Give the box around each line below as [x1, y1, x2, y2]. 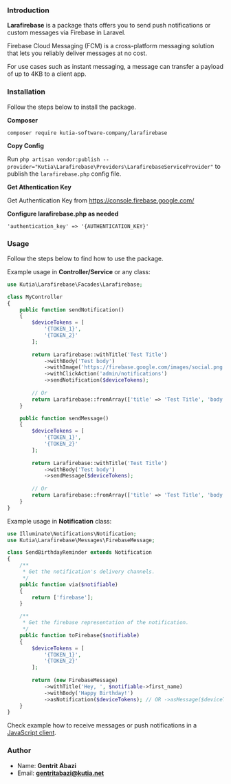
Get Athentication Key [7, 183, 72, 191]
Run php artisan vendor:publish [7, 154, 100, 163]
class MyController [7, 293, 63, 300]
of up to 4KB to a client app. [7, 70, 87, 78]
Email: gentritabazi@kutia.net [16, 769, 104, 777]
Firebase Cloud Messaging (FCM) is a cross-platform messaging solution [7, 42, 214, 50]
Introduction [7, 6, 49, 15]
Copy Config [7, 141, 45, 149]
